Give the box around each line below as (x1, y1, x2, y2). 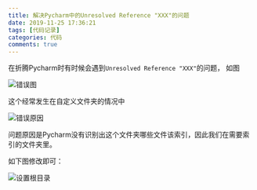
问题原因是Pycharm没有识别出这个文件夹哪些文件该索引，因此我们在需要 (8, 130, 243, 140)
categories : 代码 (8, 33, 63, 42)
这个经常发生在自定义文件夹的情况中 (8, 97, 125, 106)
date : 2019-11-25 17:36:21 (8, 19, 96, 27)
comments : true (8, 41, 58, 49)
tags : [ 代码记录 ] (8, 26, 60, 34)
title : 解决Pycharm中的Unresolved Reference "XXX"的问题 (8, 11, 190, 20)
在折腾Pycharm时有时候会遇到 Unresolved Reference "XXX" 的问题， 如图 (8, 64, 241, 73)
